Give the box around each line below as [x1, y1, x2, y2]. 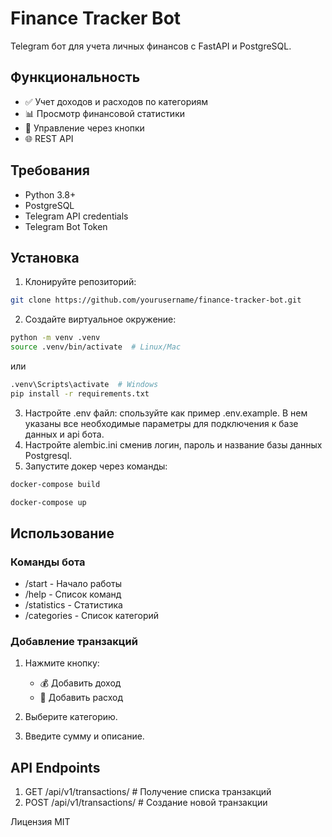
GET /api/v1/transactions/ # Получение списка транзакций [24, 786, 272, 798]
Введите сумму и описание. [24, 730, 145, 742]
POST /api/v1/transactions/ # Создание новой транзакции [24, 797, 268, 809]
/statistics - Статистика [24, 599, 123, 611]
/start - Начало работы [24, 578, 122, 590]
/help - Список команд [24, 588, 122, 601]
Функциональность [10, 69, 141, 86]
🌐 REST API [24, 132, 74, 144]
